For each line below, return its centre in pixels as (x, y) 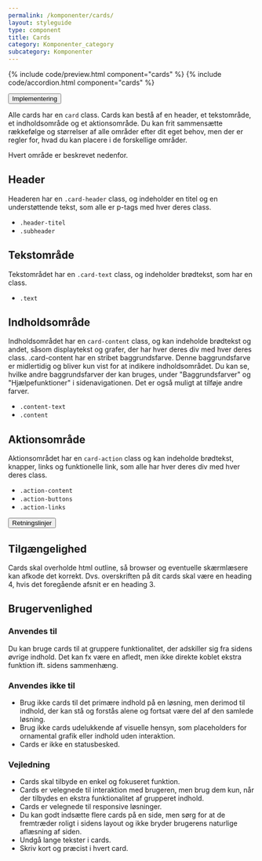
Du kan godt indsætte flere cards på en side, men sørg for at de (122, 815)
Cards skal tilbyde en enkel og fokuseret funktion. (100, 782)
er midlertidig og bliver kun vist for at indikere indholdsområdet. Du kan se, (129, 367)
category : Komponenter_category (61, 45)
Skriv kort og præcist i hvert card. (74, 848)
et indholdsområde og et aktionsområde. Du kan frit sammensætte (116, 123)
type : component (35, 30)
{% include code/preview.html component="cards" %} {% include (115, 74)
